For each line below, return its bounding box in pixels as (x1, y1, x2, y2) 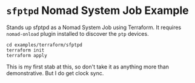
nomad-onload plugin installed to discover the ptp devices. (6, 30, 150, 37)
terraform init (6, 47, 45, 53)
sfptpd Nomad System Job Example (6, 4, 189, 18)
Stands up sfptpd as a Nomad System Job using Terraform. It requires (6, 24, 182, 31)
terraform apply (6, 52, 47, 58)
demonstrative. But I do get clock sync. (6, 69, 104, 76)
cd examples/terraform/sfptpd (6, 42, 83, 48)
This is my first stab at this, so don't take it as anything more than (6, 63, 170, 70)
